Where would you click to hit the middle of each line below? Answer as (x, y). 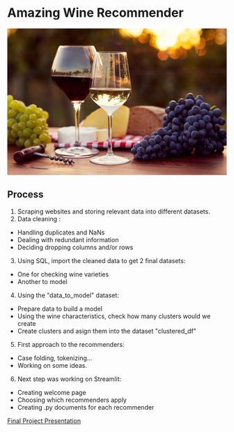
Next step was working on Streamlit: (69, 379)
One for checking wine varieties (63, 274)
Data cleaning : (39, 218)
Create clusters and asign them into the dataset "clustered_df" (107, 331)
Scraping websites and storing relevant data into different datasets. (114, 211)
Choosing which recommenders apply (72, 400)
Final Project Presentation (44, 421)
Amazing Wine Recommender (95, 13)
